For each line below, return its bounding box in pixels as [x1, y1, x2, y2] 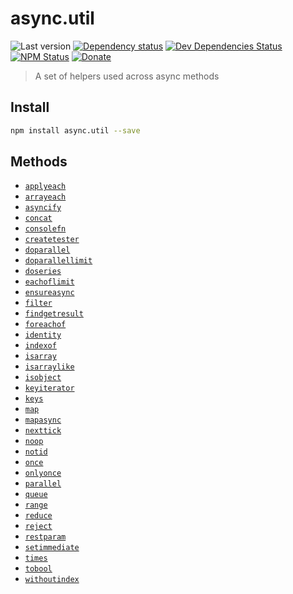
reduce [24, 511, 53, 521]
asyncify [24, 203, 62, 213]
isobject [24, 373, 62, 383]
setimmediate [24, 543, 80, 553]
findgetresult [24, 309, 84, 319]
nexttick [24, 426, 62, 436]
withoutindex [24, 575, 80, 585]
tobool [24, 564, 53, 574]
